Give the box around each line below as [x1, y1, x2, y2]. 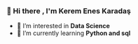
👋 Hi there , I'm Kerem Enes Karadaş [6, 6, 131, 16]
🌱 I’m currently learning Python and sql [16, 29, 131, 37]
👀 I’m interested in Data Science [16, 22, 110, 30]
